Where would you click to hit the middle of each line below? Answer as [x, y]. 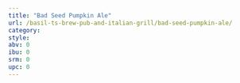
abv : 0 [19, 45]
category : [25, 30]
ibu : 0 [19, 52]
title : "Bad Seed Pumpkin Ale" [60, 15]
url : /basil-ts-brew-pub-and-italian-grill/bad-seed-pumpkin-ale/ [120, 23]
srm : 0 [19, 60]
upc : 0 [19, 67]
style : [19, 38]
